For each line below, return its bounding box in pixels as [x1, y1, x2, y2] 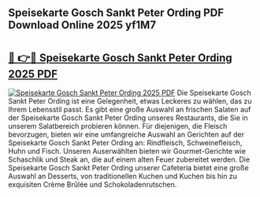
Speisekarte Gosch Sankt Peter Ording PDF [8, 6, 225, 20]
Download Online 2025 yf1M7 [8, 19, 156, 32]
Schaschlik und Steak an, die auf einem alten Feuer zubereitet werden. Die [8, 155, 251, 164]
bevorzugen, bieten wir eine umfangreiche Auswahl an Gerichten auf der [8, 130, 244, 139]
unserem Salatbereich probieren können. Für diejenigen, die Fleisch [8, 122, 228, 130]
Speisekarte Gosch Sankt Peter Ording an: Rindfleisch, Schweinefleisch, [8, 138, 243, 148]
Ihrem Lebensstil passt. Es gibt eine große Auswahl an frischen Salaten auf [8, 105, 251, 114]
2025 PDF [8, 67, 58, 81]
